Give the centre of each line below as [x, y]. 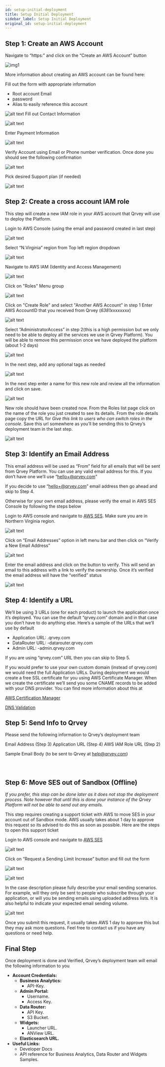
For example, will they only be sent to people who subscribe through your [80, 893]
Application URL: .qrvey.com [41, 637]
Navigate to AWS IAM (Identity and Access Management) [63, 267]
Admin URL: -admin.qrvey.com [43, 648]
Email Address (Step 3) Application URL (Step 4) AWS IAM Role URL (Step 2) [83, 744]
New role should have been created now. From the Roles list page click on [80, 408]
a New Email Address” [28, 545]
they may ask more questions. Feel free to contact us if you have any [75, 928]
